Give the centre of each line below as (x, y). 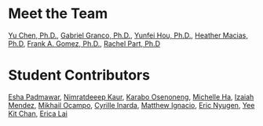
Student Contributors (79, 76)
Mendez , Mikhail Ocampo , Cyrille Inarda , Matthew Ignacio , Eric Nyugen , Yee (131, 105)
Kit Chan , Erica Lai (38, 113)
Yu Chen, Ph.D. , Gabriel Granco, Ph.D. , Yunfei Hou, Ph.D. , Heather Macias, (128, 35)
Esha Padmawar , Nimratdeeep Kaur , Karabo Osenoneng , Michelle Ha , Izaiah (131, 97)
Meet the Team (58, 14)
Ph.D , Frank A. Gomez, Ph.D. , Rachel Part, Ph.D (84, 43)
